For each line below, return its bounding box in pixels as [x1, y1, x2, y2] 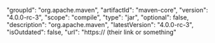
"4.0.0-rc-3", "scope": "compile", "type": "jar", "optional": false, [6, 13, 189, 21]
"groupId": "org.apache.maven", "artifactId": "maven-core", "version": [6, 6, 208, 14]
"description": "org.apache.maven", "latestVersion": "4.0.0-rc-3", [6, 21, 194, 28]
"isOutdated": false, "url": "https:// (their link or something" [6, 28, 176, 36]
